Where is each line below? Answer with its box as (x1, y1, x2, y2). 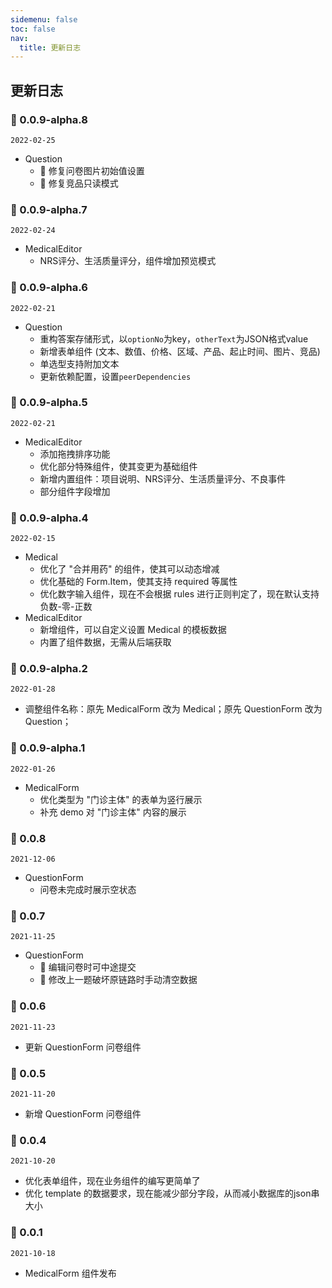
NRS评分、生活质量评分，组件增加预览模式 (39, 255, 217, 267)
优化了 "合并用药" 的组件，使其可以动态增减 (39, 563, 220, 575)
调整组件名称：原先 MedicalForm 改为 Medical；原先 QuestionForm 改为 (24, 703, 323, 715)
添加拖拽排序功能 (39, 447, 111, 460)
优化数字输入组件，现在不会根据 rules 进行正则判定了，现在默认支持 (39, 588, 320, 600)
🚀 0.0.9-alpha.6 (10, 281, 88, 295)
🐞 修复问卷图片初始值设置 (39, 164, 145, 176)
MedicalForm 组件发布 (24, 1267, 117, 1279)
